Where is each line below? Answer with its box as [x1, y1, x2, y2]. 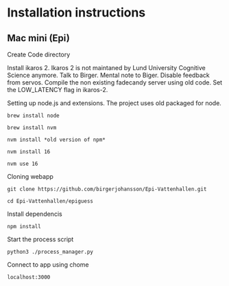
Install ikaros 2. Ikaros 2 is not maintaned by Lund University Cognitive [7, 64, 206, 71]
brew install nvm [7, 124, 57, 131]
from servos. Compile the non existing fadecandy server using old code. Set [7, 78, 223, 87]
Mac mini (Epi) [7, 32, 70, 44]
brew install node [7, 112, 60, 119]
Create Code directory [7, 50, 71, 58]
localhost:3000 [7, 274, 51, 280]
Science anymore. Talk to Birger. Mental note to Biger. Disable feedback [7, 71, 210, 79]
